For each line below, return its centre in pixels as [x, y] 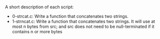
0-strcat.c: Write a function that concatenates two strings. [70, 16]
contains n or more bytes [37, 32]
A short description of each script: [39, 7]
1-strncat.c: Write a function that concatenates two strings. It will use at [84, 21]
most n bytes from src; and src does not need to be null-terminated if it [83, 26]
